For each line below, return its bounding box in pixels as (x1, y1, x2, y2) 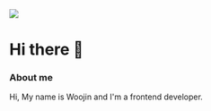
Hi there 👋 (9, 39, 84, 60)
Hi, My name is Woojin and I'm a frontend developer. (9, 91, 204, 102)
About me (9, 72, 54, 84)
